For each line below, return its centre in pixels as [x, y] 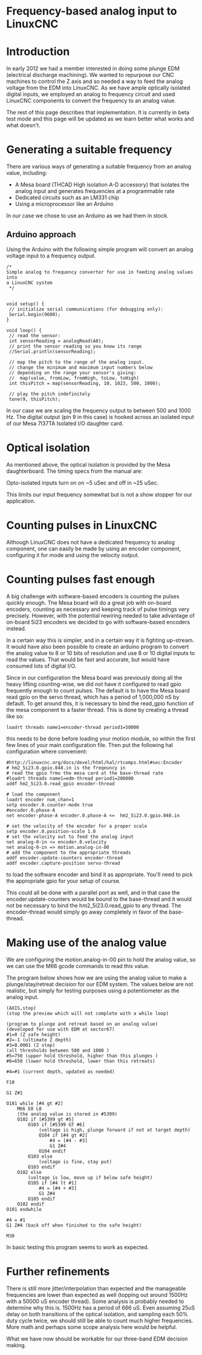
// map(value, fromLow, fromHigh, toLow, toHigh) [74, 378]
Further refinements [58, 1271]
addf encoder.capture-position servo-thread [63, 863]
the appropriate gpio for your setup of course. [64, 881]
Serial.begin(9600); [35, 314]
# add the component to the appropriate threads [69, 852]
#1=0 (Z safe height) [34, 1034]
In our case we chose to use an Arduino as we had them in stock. [87, 216]
